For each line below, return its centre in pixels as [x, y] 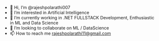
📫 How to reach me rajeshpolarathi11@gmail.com [60, 33]
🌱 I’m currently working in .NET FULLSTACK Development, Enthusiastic [82, 18]
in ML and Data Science [34, 23]
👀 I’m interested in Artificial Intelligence [50, 13]
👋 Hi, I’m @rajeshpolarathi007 [40, 7]
